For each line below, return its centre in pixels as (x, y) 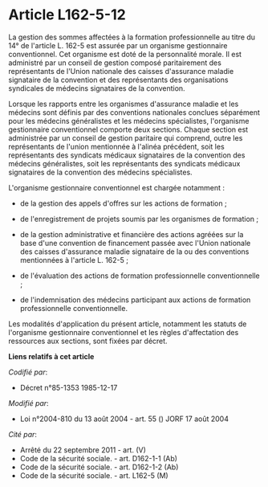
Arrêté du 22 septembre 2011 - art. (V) (83, 450)
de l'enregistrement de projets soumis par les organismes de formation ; (139, 219)
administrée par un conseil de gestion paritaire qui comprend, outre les (126, 137)
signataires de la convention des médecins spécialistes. (100, 172)
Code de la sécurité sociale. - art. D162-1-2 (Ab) (99, 467)
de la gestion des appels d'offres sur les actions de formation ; (123, 203)
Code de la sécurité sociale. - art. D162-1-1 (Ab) (99, 458)
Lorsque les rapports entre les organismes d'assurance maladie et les (124, 104)
